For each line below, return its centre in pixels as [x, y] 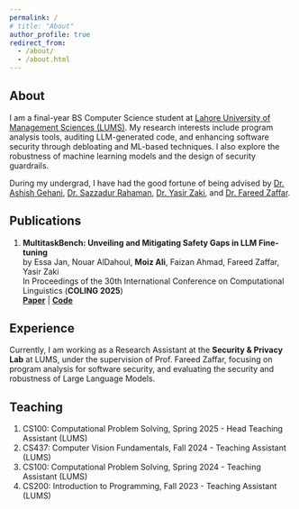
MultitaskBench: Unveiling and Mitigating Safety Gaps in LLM [140, 242]
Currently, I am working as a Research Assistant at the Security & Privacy [146, 350]
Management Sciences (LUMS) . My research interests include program [141, 127]
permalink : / [34, 18]
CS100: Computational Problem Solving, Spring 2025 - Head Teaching [153, 429]
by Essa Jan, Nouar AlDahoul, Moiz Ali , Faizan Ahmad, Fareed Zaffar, [151, 261]
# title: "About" [42, 26]
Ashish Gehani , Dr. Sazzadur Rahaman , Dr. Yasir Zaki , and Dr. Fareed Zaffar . [150, 192]
